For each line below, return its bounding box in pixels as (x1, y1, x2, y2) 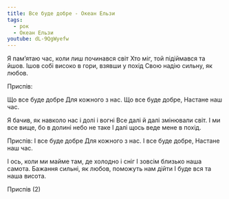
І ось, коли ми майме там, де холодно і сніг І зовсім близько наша (7, 157, 202, 165)
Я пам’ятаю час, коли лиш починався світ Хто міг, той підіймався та (7, 54, 206, 62)
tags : (7, 16, 23, 23)
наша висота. (7, 172, 47, 180)
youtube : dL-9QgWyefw (7, 36, 69, 43)
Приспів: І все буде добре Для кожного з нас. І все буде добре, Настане (7, 137, 220, 145)
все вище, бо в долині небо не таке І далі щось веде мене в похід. (7, 124, 201, 132)
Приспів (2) (7, 185, 41, 194)
